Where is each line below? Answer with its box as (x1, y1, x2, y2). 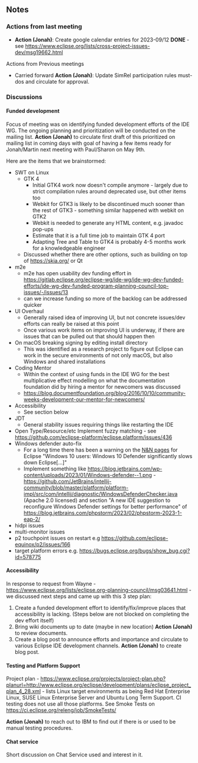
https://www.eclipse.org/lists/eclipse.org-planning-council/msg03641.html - (6, 587, 192, 594)
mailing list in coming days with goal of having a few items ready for (6, 139, 171, 147)
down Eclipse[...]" (23, 459, 67, 466)
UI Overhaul (14, 307, 44, 314)
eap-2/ (23, 516, 40, 523)
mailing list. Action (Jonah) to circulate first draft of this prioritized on (6, 133, 176, 140)
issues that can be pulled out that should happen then (23, 332, 155, 340)
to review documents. (14, 630, 68, 637)
